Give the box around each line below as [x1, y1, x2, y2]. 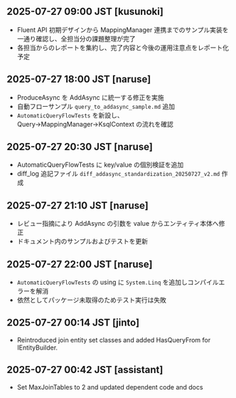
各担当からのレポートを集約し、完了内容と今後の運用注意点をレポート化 [16, 43, 229, 52]
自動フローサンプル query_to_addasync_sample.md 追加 [16, 102, 176, 110]
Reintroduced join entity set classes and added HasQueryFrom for [16, 335, 211, 344]
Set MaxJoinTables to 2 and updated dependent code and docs [16, 382, 203, 391]
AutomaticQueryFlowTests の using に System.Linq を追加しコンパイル [16, 278, 219, 287]
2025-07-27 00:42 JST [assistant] [6, 364, 163, 376]
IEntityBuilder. [16, 343, 58, 352]
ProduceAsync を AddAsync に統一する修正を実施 [16, 93, 164, 102]
